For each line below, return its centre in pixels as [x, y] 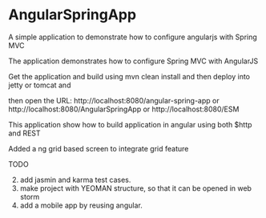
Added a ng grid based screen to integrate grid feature [99, 148]
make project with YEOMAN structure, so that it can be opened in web [136, 188]
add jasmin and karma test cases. [75, 180]
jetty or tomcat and [40, 85]
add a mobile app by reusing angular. [81, 205]
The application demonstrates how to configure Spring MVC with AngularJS [133, 61]
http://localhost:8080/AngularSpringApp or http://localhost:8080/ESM [124, 109]
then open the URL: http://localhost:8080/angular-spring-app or [114, 100]
